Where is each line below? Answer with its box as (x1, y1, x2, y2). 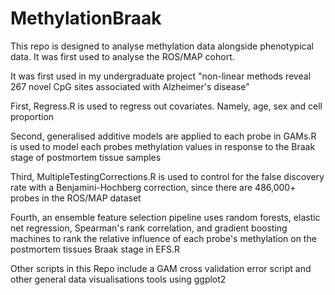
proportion (10, 110, 55, 122)
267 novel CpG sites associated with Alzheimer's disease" (10, 80, 250, 92)
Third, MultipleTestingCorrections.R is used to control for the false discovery (10, 170, 325, 182)
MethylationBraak (10, 7, 162, 30)
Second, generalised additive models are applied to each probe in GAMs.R (10, 130, 317, 142)
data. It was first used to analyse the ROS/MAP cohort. (10, 50, 235, 62)
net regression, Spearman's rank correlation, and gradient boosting (10, 222, 288, 234)
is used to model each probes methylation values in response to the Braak (10, 140, 316, 152)
